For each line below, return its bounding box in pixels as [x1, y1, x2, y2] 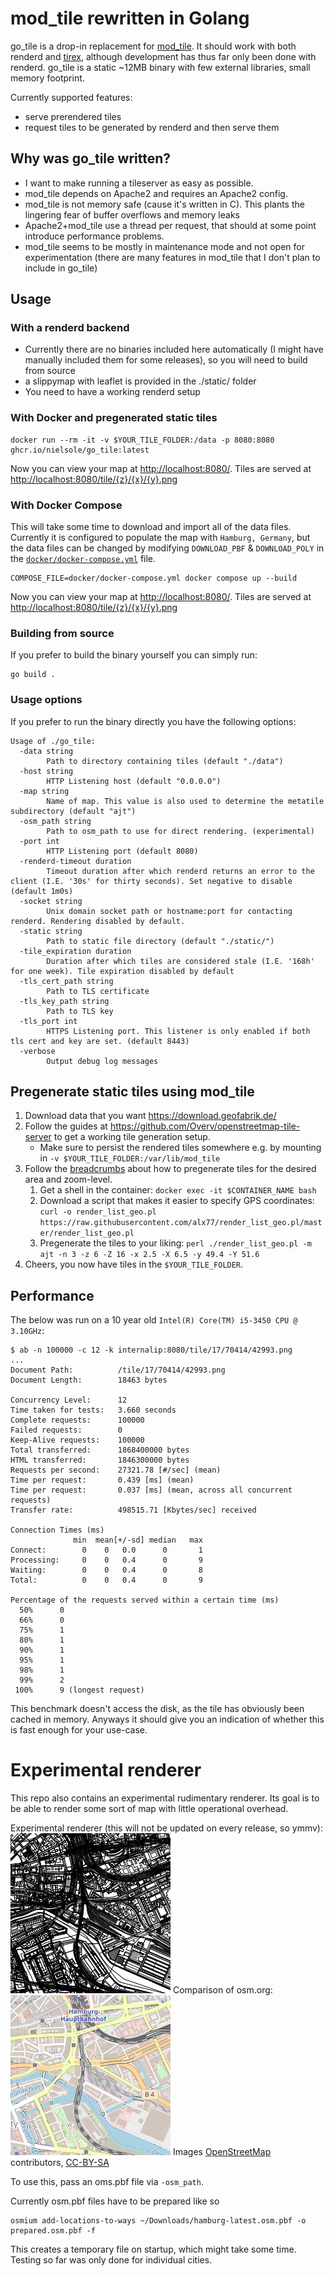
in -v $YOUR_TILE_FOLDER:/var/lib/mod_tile [39, 1152, 221, 1164]
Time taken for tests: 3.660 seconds [10, 1405, 177, 1416]
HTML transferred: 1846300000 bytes [10, 1455, 190, 1466]
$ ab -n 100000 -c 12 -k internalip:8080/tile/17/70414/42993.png [10, 1345, 293, 1356]
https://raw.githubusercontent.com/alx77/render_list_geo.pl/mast [39, 1218, 323, 1228]
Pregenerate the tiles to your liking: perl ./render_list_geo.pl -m [39, 1237, 312, 1249]
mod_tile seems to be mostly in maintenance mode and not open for [24, 240, 305, 252]
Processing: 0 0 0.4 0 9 [10, 1555, 203, 1566]
